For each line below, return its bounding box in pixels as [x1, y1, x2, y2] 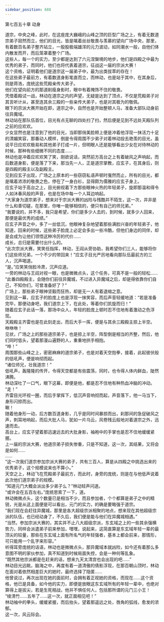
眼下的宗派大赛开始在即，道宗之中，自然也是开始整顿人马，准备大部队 [5, 105, 146, 111]
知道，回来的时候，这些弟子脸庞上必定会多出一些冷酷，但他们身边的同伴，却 [5, 227, 159, 233]
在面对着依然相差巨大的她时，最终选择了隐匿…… [5, 568, 102, 575]
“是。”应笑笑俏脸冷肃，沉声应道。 [5, 264, 71, 269]
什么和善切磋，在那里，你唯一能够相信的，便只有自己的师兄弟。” [5, 202, 133, 208]
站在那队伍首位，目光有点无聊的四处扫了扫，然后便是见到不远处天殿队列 [13, 117, 159, 123]
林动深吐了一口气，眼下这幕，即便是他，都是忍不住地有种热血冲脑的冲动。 [5, 380, 155, 386]
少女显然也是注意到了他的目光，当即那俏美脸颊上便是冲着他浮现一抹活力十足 [5, 129, 159, 135]
